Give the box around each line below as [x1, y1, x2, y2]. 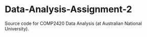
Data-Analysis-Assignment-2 [5, 4, 132, 15]
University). [5, 25, 29, 31]
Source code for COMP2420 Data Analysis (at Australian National [5, 20, 142, 26]
